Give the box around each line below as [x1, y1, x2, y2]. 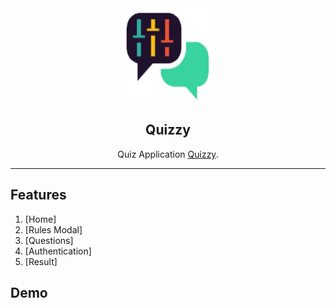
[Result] [24, 255, 58, 267]
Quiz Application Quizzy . [117, 148, 219, 160]
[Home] [24, 213, 57, 225]
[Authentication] [24, 245, 92, 257]
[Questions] [24, 234, 74, 246]
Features [10, 187, 67, 204]
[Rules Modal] [24, 223, 83, 236]
